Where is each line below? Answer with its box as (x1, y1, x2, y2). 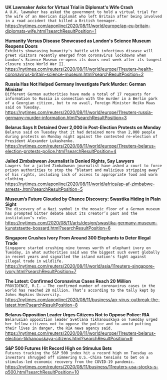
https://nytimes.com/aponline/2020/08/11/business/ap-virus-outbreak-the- (5, 297, 160, 303)
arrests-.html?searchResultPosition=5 (5, 186, 83, 192)
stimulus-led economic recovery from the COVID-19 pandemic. (5, 359, 135, 364)
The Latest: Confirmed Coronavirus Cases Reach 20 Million (5, 278, 131, 284)
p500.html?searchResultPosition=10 (5, 369, 79, 375)
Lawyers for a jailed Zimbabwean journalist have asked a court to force (5, 163, 162, 168)
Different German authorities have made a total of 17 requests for (5, 92, 151, 97)
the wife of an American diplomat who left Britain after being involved (5, 14, 162, 19)
